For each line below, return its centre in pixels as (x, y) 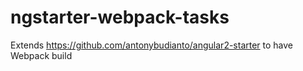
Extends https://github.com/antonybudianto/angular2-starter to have (152, 45)
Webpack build (41, 55)
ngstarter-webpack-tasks (120, 17)
